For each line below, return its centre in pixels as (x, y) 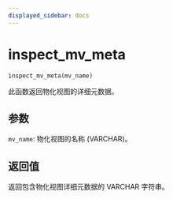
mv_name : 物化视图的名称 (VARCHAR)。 (70, 139)
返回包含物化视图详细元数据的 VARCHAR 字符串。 (88, 187)
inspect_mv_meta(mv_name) (50, 76)
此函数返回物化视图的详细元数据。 (63, 91)
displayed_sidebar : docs (49, 15)
